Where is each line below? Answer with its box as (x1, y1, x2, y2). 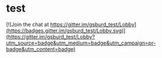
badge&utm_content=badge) (6, 45, 76, 52)
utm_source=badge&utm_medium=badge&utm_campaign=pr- (6, 39, 156, 46)
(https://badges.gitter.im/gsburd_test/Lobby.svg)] (6, 27, 126, 34)
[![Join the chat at (6, 21, 49, 28)
